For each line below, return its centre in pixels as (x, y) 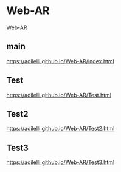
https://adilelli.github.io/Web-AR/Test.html (59, 95)
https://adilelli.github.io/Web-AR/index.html (60, 61)
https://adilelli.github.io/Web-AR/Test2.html (60, 129)
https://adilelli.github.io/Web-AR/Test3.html (60, 162)
